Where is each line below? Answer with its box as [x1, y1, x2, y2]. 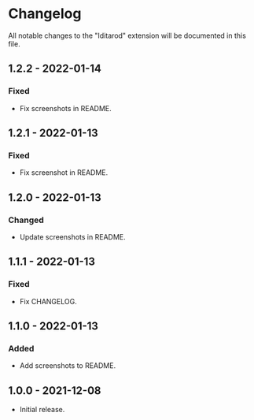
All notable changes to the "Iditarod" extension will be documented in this [8, 31, 246, 40]
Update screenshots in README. [19, 232, 126, 241]
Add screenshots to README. [19, 361, 116, 370]
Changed [8, 214, 45, 225]
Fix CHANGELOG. [19, 296, 77, 306]
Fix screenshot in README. [19, 168, 109, 177]
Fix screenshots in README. [19, 103, 112, 113]
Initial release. [19, 405, 65, 414]
